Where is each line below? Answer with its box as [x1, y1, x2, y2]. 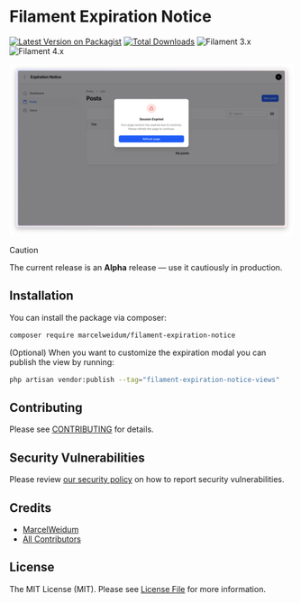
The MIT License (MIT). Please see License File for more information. [9, 583, 266, 594]
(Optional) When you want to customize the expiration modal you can [9, 347, 267, 358]
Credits [9, 500, 52, 516]
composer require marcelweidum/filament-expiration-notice [9, 331, 236, 340]
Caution [9, 245, 39, 256]
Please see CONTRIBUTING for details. [9, 424, 155, 434]
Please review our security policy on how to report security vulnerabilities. [9, 474, 285, 485]
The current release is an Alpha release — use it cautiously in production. [9, 262, 283, 273]
